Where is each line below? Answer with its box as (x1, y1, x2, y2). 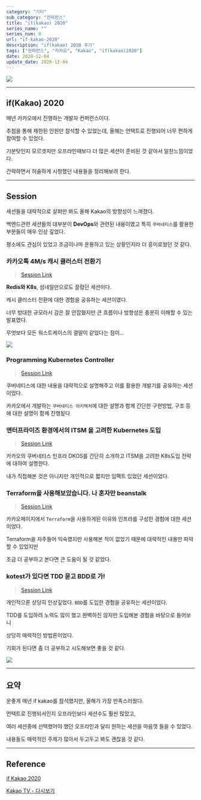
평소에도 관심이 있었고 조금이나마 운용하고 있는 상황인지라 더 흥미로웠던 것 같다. (6, 241, 191, 248)
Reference (6, 759, 46, 769)
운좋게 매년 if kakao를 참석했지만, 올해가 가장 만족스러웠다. (6, 698, 144, 705)
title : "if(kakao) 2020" (6, 20, 68, 26)
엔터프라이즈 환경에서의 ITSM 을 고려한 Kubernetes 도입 (6, 426, 162, 434)
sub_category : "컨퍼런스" (6, 14, 66, 20)
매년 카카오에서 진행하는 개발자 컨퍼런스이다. (6, 114, 111, 122)
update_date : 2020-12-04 (6, 59, 68, 65)
